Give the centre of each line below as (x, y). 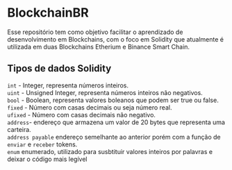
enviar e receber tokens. (42, 144)
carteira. (19, 129)
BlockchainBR (48, 13)
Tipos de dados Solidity (59, 68)
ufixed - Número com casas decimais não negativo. (82, 114)
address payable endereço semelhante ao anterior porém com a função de (114, 137)
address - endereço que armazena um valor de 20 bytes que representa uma (116, 122)
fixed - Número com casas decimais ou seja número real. (90, 107)
